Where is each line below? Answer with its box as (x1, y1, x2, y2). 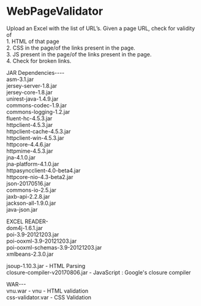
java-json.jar (6, 205, 38, 213)
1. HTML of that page (6, 37, 59, 45)
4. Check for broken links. (6, 57, 72, 64)
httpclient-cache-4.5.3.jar (6, 128, 71, 135)
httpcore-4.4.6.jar (6, 140, 51, 148)
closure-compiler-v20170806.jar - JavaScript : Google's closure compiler (6, 269, 191, 276)
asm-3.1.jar (6, 75, 34, 83)
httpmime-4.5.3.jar (6, 147, 53, 155)
